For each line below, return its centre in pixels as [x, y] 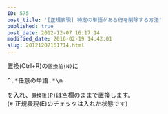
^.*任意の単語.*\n [35, 81]
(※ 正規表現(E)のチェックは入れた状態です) [67, 103]
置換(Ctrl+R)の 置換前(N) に [43, 66]
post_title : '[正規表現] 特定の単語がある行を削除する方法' [85, 20]
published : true [30, 26]
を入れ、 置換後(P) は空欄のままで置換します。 [71, 95]
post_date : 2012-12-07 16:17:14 [53, 33]
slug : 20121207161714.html [46, 45]
